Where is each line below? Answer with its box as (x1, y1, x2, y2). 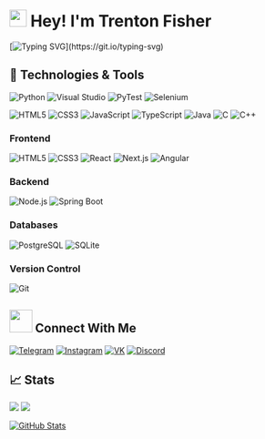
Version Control (9, 262, 81, 275)
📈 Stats (9, 373, 56, 388)
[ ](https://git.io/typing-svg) (9, 41, 164, 52)
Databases (9, 219, 58, 231)
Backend (9, 175, 50, 188)
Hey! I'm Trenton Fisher (30, 11, 212, 32)
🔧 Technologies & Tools (9, 67, 145, 83)
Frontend (9, 132, 51, 145)
